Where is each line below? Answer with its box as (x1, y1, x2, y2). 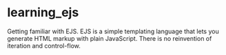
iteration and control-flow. (7, 41, 81, 50)
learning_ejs (7, 5, 79, 20)
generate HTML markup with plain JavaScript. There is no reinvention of (7, 34, 212, 42)
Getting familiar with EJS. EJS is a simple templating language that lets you (7, 27, 219, 35)
